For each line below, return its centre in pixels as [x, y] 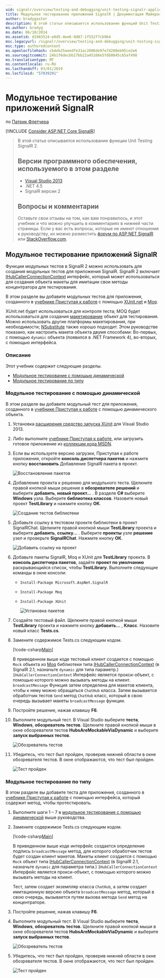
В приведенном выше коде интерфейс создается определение [79, 846]
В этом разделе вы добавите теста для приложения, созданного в [75, 792]
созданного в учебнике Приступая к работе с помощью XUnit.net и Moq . [82, 302]
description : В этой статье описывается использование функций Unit [77, 23]
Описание [18, 355]
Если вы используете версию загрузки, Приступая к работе [75, 453]
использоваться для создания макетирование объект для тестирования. [82, 317]
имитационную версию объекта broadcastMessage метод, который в [83, 892]
